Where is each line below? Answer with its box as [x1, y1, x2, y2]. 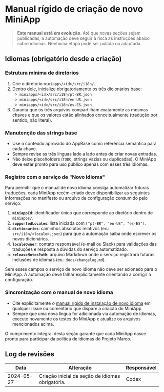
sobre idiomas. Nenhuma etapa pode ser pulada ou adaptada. [17, 40, 142, 46]
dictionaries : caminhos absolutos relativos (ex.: [12, 226, 110, 232]
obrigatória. [39, 379, 66, 386]
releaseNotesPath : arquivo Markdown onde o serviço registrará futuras [12, 252, 155, 258]
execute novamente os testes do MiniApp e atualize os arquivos [12, 315, 141, 322]
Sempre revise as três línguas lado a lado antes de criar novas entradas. [12, 151, 158, 157]
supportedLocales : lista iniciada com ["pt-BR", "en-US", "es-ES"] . [12, 220, 146, 226]
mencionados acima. [12, 321, 55, 327]
